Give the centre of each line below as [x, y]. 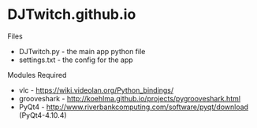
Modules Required [37, 75]
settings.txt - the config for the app [76, 60]
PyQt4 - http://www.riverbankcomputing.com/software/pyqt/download [134, 107]
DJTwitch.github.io [72, 15]
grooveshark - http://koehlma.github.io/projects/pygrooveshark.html [130, 98]
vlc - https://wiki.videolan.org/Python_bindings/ [96, 90]
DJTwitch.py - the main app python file [82, 51]
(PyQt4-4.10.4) [43, 115]
